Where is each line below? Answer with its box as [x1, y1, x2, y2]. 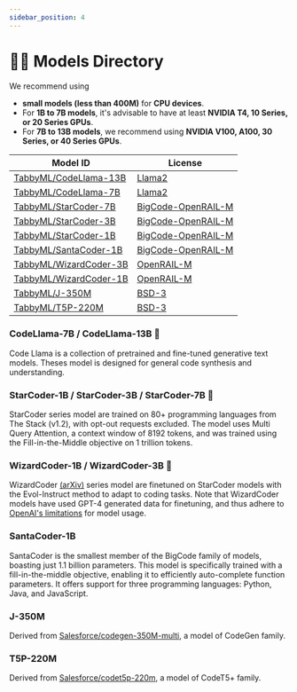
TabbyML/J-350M [13, 287, 91, 299]
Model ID [51, 156, 90, 169]
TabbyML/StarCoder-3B [13, 215, 116, 227]
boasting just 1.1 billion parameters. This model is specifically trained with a [9, 560, 283, 570]
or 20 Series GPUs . [21, 116, 94, 127]
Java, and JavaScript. [9, 587, 89, 599]
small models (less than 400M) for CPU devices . [21, 98, 205, 108]
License [168, 156, 202, 169]
